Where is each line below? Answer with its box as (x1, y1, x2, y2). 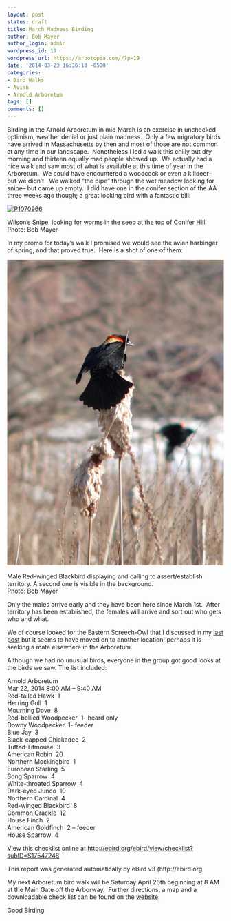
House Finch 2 (7, 816, 50, 824)
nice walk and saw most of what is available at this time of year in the (7, 162, 203, 170)
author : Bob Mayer (7, 33, 60, 40)
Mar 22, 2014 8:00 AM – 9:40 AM (7, 684, 102, 692)
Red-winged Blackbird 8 (7, 801, 78, 809)
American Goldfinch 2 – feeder (7, 823, 96, 831)
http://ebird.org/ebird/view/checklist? (87, 844, 194, 852)
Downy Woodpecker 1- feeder (7, 720, 94, 729)
